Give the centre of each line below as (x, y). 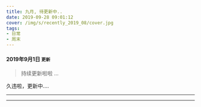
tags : (13, 28)
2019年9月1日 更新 (28, 59)
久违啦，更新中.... (28, 86)
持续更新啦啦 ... (39, 73)
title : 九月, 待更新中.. (34, 12)
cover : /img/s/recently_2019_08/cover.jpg (60, 23)
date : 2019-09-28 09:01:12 (40, 17)
